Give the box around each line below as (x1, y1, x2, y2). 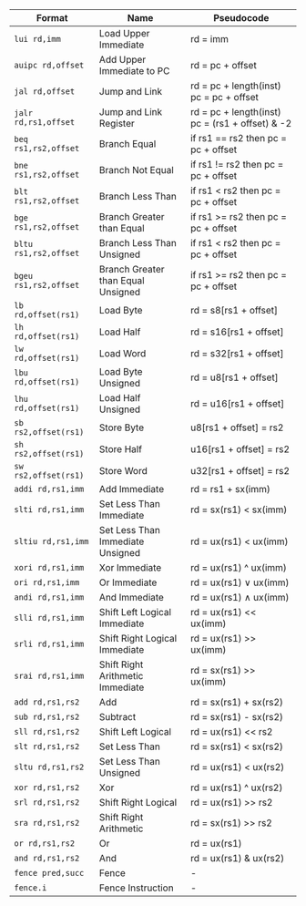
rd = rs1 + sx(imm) (189, 483, 270, 495)
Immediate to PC (98, 65, 170, 77)
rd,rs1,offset (14, 118, 76, 127)
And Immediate (98, 592, 164, 603)
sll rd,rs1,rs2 (14, 726, 80, 736)
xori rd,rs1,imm (14, 562, 85, 572)
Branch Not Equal (98, 164, 175, 176)
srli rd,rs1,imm (14, 639, 85, 649)
